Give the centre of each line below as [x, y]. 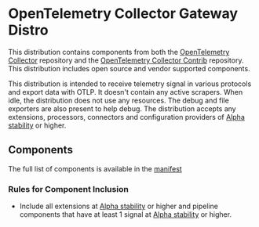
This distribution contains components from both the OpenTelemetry [119, 52]
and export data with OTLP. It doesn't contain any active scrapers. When [126, 92]
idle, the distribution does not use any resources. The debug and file [119, 100]
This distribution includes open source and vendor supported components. [129, 68]
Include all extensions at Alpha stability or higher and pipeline [119, 206]
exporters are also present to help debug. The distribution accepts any [122, 108]
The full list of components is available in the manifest [95, 168]
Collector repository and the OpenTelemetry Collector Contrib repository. [126, 60]
